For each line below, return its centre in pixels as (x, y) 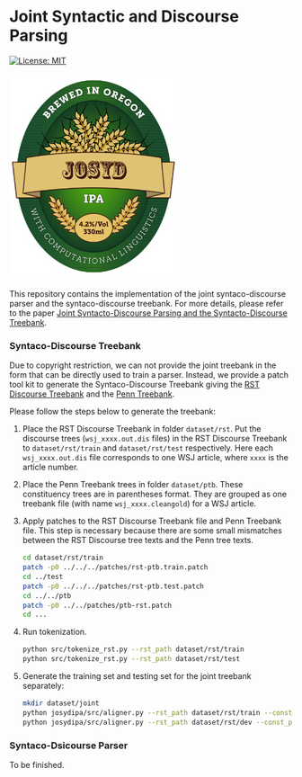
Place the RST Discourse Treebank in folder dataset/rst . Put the (142, 429)
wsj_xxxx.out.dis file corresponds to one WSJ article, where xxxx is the (155, 458)
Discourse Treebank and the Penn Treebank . (92, 394)
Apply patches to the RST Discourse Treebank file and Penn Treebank (152, 521)
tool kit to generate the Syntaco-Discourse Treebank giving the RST (135, 385)
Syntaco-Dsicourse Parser (69, 746)
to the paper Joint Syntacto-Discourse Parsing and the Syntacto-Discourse (148, 313)
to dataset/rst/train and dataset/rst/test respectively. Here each (148, 448)
